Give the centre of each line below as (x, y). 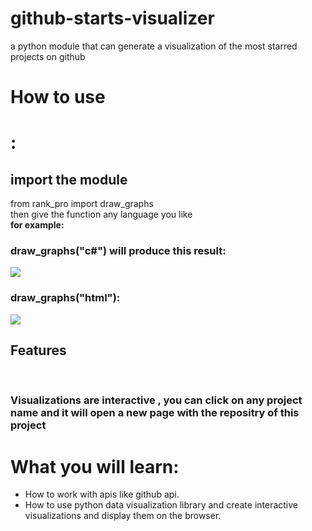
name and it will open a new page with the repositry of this (155, 413)
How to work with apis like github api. (102, 494)
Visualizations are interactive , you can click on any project (156, 400)
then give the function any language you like (101, 214)
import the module (69, 179)
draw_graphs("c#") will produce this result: (118, 251)
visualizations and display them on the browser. (123, 516)
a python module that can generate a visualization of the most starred (154, 46)
